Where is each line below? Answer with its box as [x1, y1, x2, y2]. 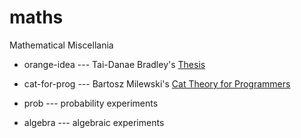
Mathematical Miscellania [9, 39, 114, 51]
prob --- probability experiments [23, 97, 159, 109]
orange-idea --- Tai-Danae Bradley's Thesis [23, 58, 206, 70]
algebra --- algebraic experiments [23, 116, 165, 128]
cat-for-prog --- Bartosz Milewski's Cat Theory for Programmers [23, 77, 291, 90]
